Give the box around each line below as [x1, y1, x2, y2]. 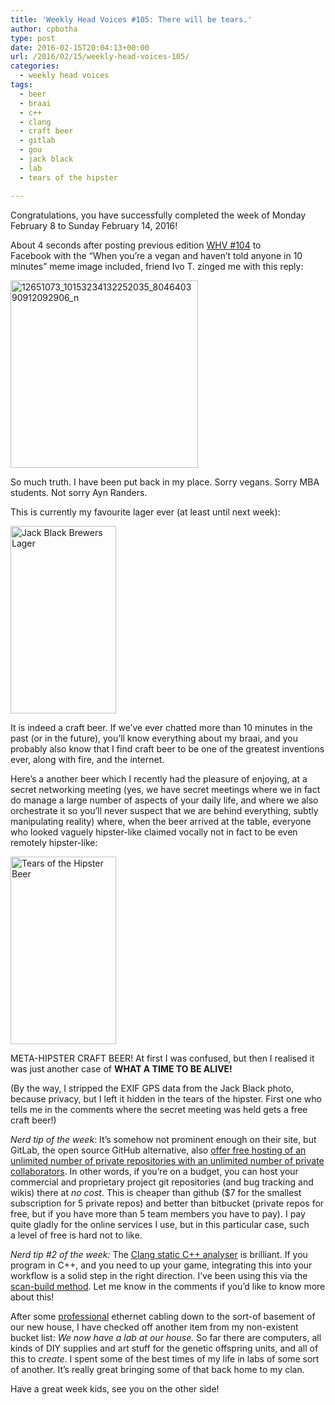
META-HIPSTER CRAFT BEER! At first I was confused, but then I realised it [10, 1052, 315, 1064]
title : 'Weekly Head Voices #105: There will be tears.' [10, 14, 253, 25]
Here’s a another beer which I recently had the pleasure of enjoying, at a [10, 772, 308, 785]
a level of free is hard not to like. [10, 1229, 143, 1241]
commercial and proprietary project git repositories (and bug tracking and [10, 1176, 314, 1188]
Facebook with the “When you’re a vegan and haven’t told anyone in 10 [10, 249, 303, 261]
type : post [10, 33, 56, 43]
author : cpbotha [10, 24, 78, 34]
